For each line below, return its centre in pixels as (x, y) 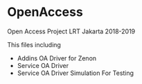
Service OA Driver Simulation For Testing (75, 73)
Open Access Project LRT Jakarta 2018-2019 (71, 31)
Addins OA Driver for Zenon (57, 58)
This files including (34, 44)
